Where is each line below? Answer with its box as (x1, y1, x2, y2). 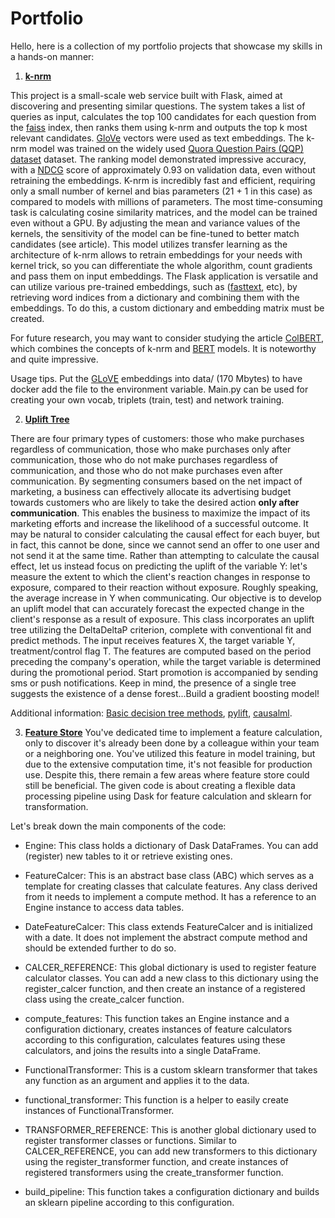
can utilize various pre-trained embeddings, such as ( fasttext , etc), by (10, 280, 298, 292)
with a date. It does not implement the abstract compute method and (24, 931, 308, 943)
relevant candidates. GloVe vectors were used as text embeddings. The (10, 132, 305, 144)
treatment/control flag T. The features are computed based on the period (10, 645, 312, 657)
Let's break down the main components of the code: (10, 820, 227, 832)
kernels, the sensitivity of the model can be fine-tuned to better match (10, 227, 300, 239)
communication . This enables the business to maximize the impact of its (10, 507, 311, 519)
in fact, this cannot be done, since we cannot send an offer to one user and (10, 538, 320, 551)
